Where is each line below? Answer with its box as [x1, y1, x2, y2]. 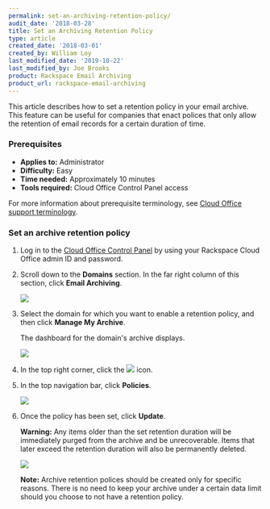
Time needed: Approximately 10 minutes [19, 174, 156, 184]
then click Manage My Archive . [19, 318, 126, 328]
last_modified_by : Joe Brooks [8, 65, 110, 73]
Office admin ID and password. [19, 254, 123, 264]
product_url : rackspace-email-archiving [8, 79, 147, 87]
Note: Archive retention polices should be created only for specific [19, 475, 242, 485]
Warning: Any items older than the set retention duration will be [19, 427, 232, 436]
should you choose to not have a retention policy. [19, 492, 184, 502]
